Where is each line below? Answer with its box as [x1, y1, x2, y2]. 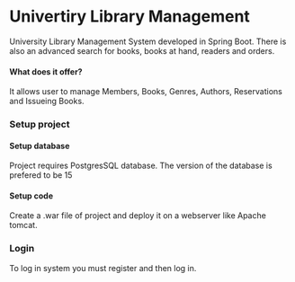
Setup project [9, 119, 70, 131]
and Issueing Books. [9, 96, 85, 107]
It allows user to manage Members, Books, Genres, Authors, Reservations [9, 86, 283, 97]
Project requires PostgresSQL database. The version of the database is [9, 160, 273, 172]
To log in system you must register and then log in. [9, 262, 197, 273]
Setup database [9, 140, 70, 151]
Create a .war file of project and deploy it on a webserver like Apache [9, 210, 267, 221]
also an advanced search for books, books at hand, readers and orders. [9, 45, 275, 56]
